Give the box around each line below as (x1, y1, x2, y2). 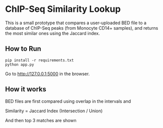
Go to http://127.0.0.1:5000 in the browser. (5, 71, 90, 77)
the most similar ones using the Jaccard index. (5, 30, 100, 36)
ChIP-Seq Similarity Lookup (5, 3, 121, 15)
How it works (5, 85, 46, 93)
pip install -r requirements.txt (5, 58, 74, 63)
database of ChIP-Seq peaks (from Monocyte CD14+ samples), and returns (5, 25, 159, 31)
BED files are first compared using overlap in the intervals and (5, 98, 131, 104)
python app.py (5, 62, 35, 67)
